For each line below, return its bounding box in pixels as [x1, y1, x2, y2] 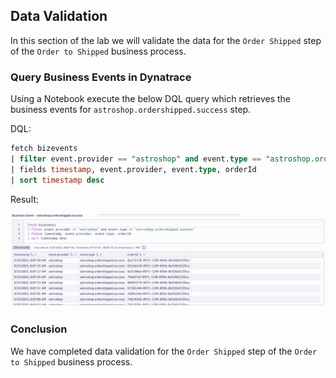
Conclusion [10, 322, 68, 336]
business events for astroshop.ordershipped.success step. [10, 104, 252, 116]
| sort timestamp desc [10, 175, 105, 185]
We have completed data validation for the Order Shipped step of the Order [10, 345, 318, 357]
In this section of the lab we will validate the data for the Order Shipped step [10, 34, 322, 46]
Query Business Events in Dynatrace [10, 70, 192, 84]
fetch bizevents [10, 144, 78, 154]
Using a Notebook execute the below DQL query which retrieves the [10, 93, 291, 105]
